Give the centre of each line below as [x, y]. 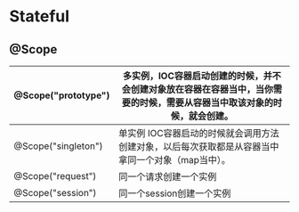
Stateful [39, 16]
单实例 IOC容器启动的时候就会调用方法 [199, 133]
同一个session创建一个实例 [175, 193]
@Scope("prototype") [62, 95]
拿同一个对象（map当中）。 [175, 160]
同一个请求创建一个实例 [168, 177]
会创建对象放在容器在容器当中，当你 [198, 89]
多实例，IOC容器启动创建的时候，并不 [202, 76]
